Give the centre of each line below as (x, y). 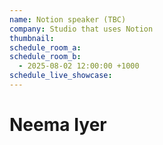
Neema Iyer (58, 125)
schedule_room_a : (45, 47)
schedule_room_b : (45, 57)
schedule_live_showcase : (61, 76)
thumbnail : (32, 38)
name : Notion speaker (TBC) (68, 19)
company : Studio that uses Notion (81, 29)
